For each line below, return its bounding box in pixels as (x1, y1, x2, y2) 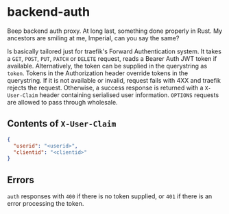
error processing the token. (7, 200, 84, 208)
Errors (7, 174, 34, 185)
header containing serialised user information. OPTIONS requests (39, 90, 219, 99)
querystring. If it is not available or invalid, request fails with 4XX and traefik (7, 76, 221, 84)
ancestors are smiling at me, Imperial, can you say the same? (7, 34, 180, 42)
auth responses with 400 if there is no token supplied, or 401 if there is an (7, 192, 213, 200)
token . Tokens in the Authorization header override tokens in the (7, 69, 189, 77)
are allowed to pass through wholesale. (7, 98, 118, 106)
